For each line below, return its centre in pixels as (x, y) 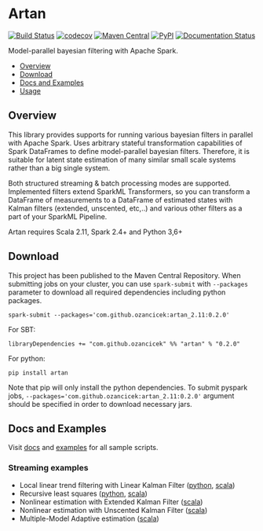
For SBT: (22, 329)
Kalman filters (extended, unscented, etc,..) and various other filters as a (125, 208)
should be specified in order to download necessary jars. (100, 404)
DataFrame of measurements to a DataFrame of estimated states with (121, 200)
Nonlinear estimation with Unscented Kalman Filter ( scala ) (113, 510)
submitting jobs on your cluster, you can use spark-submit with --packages (128, 284)
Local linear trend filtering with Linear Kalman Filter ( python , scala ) (127, 485)
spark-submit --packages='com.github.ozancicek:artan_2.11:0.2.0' (119, 315)
